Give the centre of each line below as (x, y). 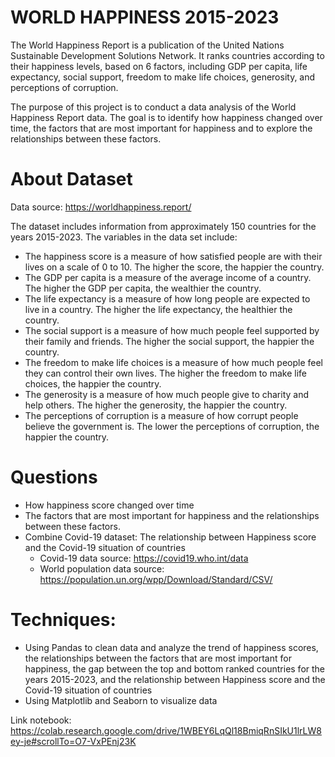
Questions (54, 477)
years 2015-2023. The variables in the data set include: (124, 237)
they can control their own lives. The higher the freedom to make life (165, 373)
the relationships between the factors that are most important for (158, 658)
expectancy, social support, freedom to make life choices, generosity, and (163, 77)
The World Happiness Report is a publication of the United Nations (147, 45)
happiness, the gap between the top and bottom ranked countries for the (175, 668)
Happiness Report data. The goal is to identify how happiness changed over (166, 117)
